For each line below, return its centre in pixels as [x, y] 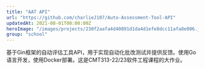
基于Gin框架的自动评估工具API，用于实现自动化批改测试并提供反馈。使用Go [101, 53]
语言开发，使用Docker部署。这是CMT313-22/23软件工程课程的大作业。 [96, 60]
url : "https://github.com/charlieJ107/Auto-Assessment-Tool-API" [91, 18]
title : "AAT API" [28, 12]
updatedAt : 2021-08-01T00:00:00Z [49, 23]
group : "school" [27, 34]
